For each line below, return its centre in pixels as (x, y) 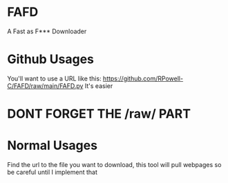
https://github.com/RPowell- (143, 78)
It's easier (99, 86)
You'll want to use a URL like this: (54, 78)
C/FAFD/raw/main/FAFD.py (45, 86)
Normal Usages (53, 146)
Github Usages (51, 59)
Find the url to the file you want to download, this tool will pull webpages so (114, 165)
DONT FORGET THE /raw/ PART (99, 114)
